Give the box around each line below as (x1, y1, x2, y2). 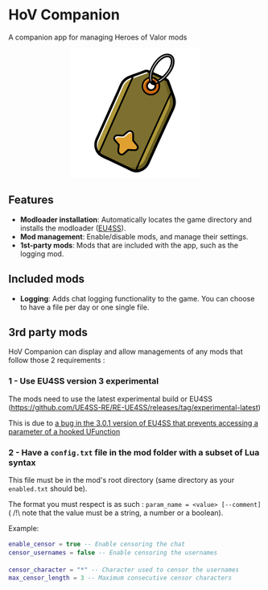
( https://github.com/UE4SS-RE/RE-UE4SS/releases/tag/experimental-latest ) (8, 402, 262, 412)
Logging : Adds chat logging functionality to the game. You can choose (19, 293, 255, 303)
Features (8, 193, 54, 207)
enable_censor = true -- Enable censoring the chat (8, 540, 185, 548)
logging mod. (19, 248, 64, 259)
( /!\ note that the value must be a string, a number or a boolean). (8, 508, 224, 517)
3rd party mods (8, 325, 89, 339)
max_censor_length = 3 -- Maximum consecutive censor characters (8, 574, 232, 582)
